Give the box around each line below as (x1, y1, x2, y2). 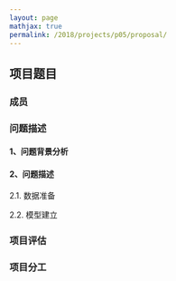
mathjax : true (9, 22, 63, 31)
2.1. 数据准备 (9, 190, 56, 201)
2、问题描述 (9, 169, 54, 179)
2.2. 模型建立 (9, 209, 59, 220)
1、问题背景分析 (9, 146, 69, 157)
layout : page (9, 13, 59, 23)
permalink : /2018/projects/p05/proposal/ (9, 30, 168, 39)
